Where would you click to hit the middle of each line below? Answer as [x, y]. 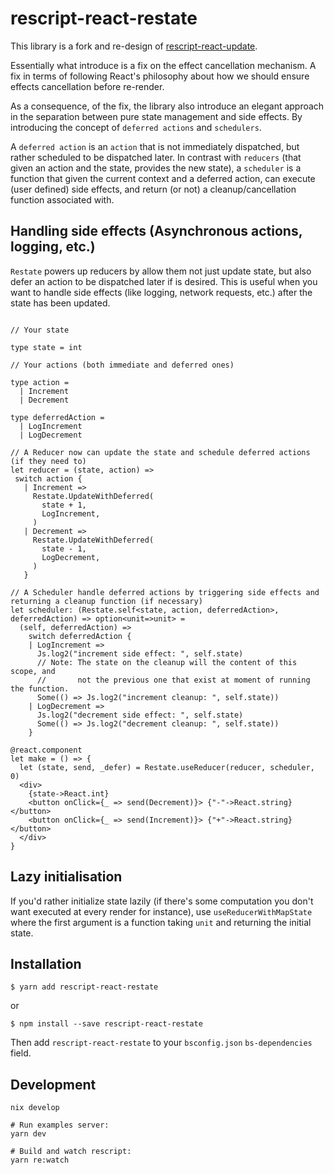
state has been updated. [60, 303]
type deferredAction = [57, 417]
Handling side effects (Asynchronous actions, [156, 231]
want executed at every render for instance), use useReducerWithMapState [161, 911]
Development [53, 1084]
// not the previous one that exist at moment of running [173, 680]
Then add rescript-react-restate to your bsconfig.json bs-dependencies [161, 1043]
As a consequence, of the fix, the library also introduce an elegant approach [167, 106]
